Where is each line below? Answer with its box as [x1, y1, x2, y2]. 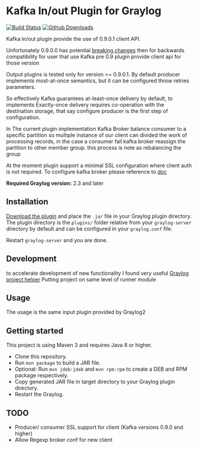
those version [6, 59, 40, 66]
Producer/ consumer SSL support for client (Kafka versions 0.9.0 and [14, 424, 183, 431]
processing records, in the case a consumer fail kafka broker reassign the [6, 137, 186, 145]
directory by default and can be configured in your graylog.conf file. [6, 225, 173, 232]
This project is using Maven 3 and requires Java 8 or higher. [6, 342, 152, 349]
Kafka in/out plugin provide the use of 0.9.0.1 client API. [6, 35, 141, 42]
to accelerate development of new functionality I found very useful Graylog [6, 270, 189, 277]
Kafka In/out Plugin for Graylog [6, 4, 161, 18]
